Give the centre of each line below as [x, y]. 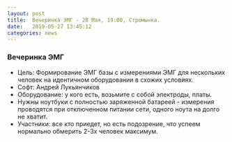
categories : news [32, 33]
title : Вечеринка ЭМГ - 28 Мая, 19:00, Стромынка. [84, 20]
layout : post [26, 14]
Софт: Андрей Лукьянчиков [58, 87]
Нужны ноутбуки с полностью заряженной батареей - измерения [116, 102]
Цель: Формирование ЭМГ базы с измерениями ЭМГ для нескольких [121, 72]
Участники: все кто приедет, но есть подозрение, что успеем [109, 124]
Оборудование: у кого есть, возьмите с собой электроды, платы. [115, 94]
